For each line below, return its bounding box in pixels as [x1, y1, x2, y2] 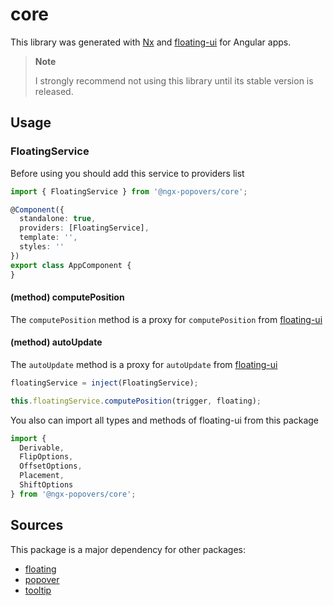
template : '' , [19, 233, 78, 243]
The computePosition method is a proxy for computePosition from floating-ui [10, 313, 323, 325]
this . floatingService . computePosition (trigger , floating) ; [10, 396, 262, 406]
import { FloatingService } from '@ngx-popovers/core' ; [10, 186, 248, 197]
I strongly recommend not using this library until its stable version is [34, 74, 314, 87]
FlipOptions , [19, 452, 74, 462]
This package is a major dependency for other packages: [10, 543, 247, 555]
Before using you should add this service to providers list [10, 167, 245, 179]
